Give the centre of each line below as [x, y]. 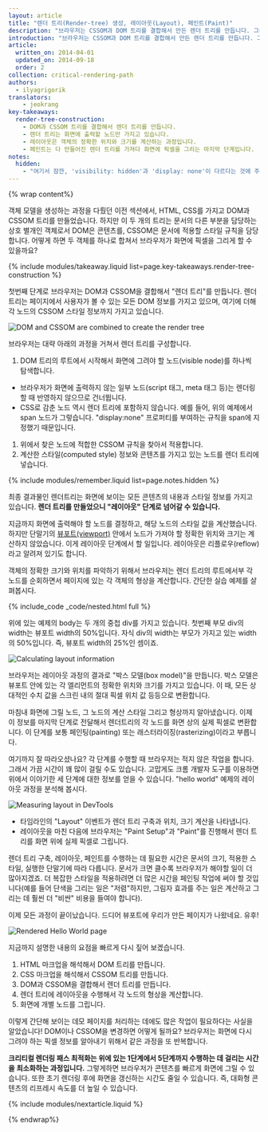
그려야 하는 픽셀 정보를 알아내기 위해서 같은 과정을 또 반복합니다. [108, 1041]
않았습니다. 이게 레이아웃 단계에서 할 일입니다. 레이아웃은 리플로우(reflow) [144, 544]
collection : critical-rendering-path [71, 75]
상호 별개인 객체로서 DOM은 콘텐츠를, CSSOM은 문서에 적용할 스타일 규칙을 [126, 231]
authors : [23, 82]
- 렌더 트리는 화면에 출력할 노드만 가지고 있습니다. [96, 134]
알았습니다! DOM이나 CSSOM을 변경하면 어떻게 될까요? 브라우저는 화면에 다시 [130, 1031]
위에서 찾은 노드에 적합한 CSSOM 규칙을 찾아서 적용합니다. [111, 444]
